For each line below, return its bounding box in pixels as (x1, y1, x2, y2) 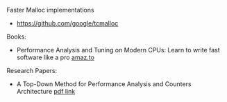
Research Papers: (6, 67, 57, 74)
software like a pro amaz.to (16, 53, 95, 61)
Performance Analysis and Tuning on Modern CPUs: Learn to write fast (16, 46, 220, 54)
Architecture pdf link (16, 88, 76, 95)
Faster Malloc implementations (6, 6, 94, 14)
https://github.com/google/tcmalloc (16, 19, 119, 27)
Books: (6, 32, 27, 41)
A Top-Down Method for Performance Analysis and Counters (16, 80, 192, 88)
